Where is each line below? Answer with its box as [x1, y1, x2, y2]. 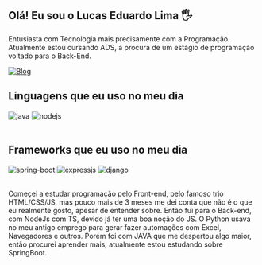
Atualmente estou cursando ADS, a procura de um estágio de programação [8, 42, 255, 52]
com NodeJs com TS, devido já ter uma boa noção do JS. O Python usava [8, 214, 251, 224]
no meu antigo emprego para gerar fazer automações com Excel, [8, 222, 222, 232]
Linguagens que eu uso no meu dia [8, 89, 184, 103]
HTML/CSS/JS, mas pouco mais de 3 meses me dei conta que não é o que [8, 197, 252, 207]
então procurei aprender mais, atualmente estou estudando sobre [8, 240, 224, 249]
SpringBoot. [8, 247, 48, 257]
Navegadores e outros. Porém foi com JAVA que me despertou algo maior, [8, 231, 252, 240]
